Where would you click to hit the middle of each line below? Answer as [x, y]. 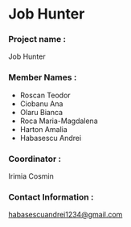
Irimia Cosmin [31, 176]
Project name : [37, 39]
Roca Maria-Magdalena [59, 121]
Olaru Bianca [41, 112]
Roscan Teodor [45, 95]
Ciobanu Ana [41, 103]
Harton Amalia [44, 129]
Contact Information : [51, 197]
